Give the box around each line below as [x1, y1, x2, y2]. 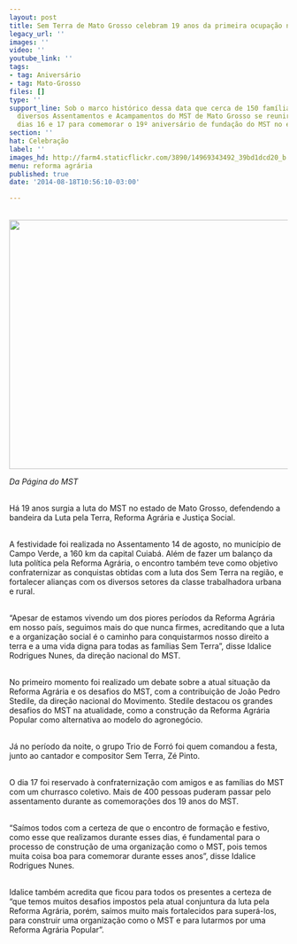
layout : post [9, 12, 57, 22]
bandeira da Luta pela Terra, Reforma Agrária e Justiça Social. [9, 512, 236, 523]
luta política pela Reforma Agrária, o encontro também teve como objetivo [9, 558, 278, 568]
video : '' [9, 46, 46, 55]
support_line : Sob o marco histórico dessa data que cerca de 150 [9, 104, 259, 113]
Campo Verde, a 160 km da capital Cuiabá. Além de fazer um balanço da [9, 549, 273, 559]
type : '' [9, 95, 42, 105]
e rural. [9, 586, 35, 597]
